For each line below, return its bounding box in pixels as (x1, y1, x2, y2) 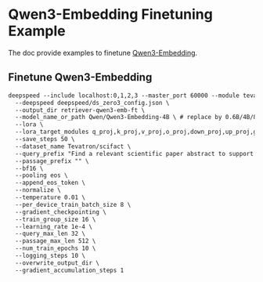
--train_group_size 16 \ (15, 215, 96, 223)
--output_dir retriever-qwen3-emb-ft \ (15, 106, 146, 114)
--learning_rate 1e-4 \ (15, 222, 92, 230)
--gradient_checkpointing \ (15, 208, 107, 216)
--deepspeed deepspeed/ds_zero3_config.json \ (15, 99, 170, 107)
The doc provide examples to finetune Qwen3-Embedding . (8, 48, 198, 57)
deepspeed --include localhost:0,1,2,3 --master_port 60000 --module (8, 92, 240, 99)
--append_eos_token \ (15, 179, 86, 187)
